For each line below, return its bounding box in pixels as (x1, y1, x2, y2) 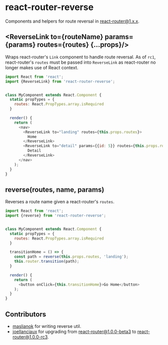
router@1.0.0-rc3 (12, 334, 48, 340)
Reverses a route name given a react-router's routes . (5, 199, 114, 205)
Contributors (5, 310, 46, 318)
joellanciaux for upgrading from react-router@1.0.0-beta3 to (12, 328, 136, 334)
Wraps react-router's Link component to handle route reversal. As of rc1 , (5, 54, 156, 60)
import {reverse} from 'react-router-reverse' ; (5, 213, 106, 218)
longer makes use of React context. (5, 64, 78, 70)
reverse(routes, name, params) (5, 185, 104, 194)
